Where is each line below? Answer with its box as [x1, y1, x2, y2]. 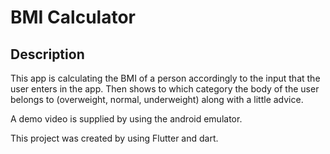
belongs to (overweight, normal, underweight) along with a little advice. [10, 94, 304, 105]
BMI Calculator [10, 6, 136, 29]
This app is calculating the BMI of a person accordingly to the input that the [10, 72, 321, 84]
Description [10, 46, 85, 63]
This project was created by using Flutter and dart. [10, 132, 219, 144]
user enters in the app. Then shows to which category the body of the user [10, 83, 320, 95]
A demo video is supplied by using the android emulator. [10, 113, 243, 125]
